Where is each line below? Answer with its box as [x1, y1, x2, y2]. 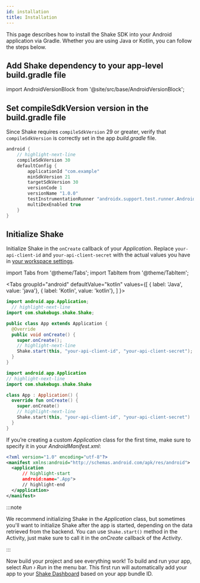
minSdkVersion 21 [27, 174, 70, 180]
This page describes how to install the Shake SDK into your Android [6, 30, 172, 38]
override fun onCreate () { [11, 397, 79, 403]
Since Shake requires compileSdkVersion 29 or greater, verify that [6, 128, 167, 135]
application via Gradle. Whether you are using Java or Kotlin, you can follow [6, 37, 192, 44]
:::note [6, 504, 22, 511]
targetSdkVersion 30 [27, 180, 79, 186]
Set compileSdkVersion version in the [6, 103, 149, 113]
